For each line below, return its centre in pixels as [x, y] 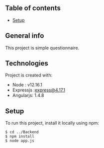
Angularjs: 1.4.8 [28, 95]
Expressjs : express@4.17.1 [39, 90]
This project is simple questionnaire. [42, 48]
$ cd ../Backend [22, 132]
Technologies [27, 63]
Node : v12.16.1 [27, 85]
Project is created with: [29, 75]
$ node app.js [20, 141]
